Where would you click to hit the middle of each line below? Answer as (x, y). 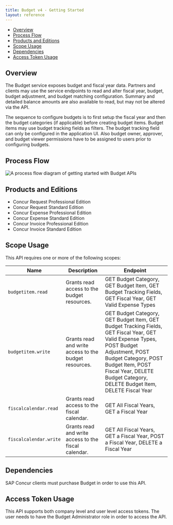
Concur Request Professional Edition (52, 202)
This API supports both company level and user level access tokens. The (82, 511)
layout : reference (25, 15)
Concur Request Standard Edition (48, 207)
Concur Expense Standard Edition (49, 218)
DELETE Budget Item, (131, 384)
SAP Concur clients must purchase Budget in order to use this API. (76, 483)
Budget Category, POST (134, 358)
